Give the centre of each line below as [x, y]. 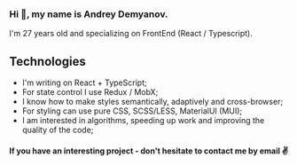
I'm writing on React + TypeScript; [85, 82]
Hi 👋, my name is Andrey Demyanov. [89, 14]
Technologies [48, 61]
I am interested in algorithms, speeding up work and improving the [143, 121]
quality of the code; [58, 130]
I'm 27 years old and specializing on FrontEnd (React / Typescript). [131, 34]
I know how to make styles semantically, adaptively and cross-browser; [152, 102]
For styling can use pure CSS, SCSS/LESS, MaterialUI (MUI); [132, 111]
